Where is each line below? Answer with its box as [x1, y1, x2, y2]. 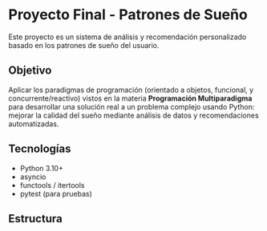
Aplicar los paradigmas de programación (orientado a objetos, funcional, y [8, 85, 254, 94]
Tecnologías [8, 142, 71, 156]
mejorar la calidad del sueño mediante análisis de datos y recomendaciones [8, 110, 259, 120]
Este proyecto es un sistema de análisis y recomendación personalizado [8, 32, 247, 42]
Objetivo [8, 64, 52, 78]
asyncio [19, 172, 47, 181]
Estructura [8, 212, 63, 225]
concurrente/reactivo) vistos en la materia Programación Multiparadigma [8, 94, 253, 103]
